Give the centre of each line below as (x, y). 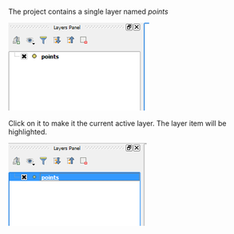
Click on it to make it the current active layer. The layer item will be (117, 123)
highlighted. (28, 132)
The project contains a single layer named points (89, 12)
